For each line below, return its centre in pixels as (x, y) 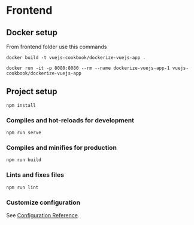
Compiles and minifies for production (61, 148)
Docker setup (32, 33)
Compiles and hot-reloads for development (70, 120)
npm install (21, 105)
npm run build (24, 160)
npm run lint (22, 187)
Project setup (32, 92)
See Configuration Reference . (43, 215)
